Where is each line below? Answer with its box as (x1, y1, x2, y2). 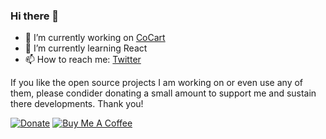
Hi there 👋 (10, 9, 60, 23)
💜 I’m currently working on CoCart (24, 32, 166, 44)
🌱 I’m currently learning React (24, 42, 148, 54)
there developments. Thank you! (10, 98, 144, 110)
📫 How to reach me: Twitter (24, 54, 142, 66)
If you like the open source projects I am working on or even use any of (10, 77, 304, 89)
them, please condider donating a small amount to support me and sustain (10, 87, 317, 99)
